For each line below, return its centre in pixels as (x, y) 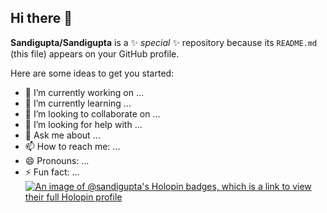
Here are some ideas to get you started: (92, 73)
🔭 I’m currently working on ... (84, 92)
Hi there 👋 (41, 18)
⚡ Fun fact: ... (52, 172)
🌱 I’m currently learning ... (78, 103)
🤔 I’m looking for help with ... (83, 124)
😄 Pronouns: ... (57, 160)
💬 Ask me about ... (62, 135)
